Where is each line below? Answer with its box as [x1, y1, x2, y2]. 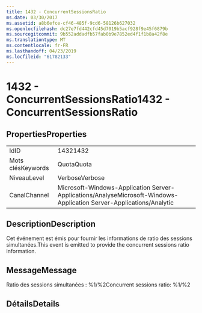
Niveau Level [9, 173, 44, 182]
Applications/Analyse [57, 191, 118, 199]
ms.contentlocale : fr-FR [6, 43, 69, 49]
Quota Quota [57, 160, 92, 168]
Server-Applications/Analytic [91, 198, 174, 207]
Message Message [6, 265, 77, 275]
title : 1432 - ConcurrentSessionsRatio [6, 8, 106, 15]
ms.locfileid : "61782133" [6, 54, 71, 60]
